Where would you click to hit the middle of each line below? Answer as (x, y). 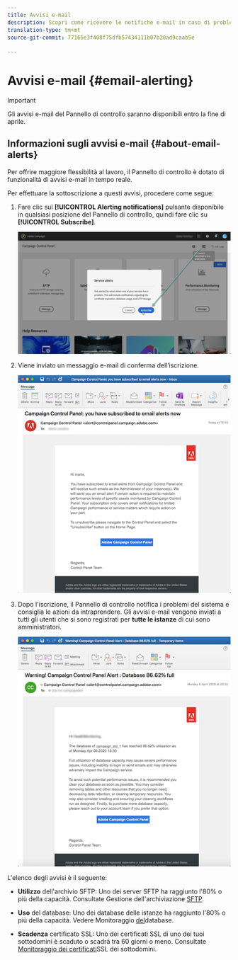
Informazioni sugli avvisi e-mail (78, 144)
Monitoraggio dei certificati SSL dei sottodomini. (87, 949)
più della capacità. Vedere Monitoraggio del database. (96, 920)
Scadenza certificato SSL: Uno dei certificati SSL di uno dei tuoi (111, 934)
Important (22, 101)
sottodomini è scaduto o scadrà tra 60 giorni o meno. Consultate (112, 942)
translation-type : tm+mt (44, 30)
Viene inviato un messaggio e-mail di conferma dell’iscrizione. (108, 365)
